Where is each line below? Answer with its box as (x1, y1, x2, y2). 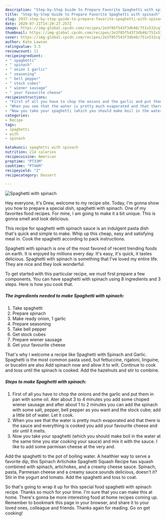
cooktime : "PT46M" (5, 163, 43, 168)
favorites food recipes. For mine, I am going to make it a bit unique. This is (5, 211, 156, 217)
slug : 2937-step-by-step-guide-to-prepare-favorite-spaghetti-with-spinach (5, 16, 165, 21)
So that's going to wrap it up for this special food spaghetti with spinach (5, 484, 152, 490)
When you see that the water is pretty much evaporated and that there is (12, 418, 161, 424)
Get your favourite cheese (12, 342, 66, 348)
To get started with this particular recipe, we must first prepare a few (5, 271, 145, 277)
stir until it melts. (12, 428, 46, 434)
